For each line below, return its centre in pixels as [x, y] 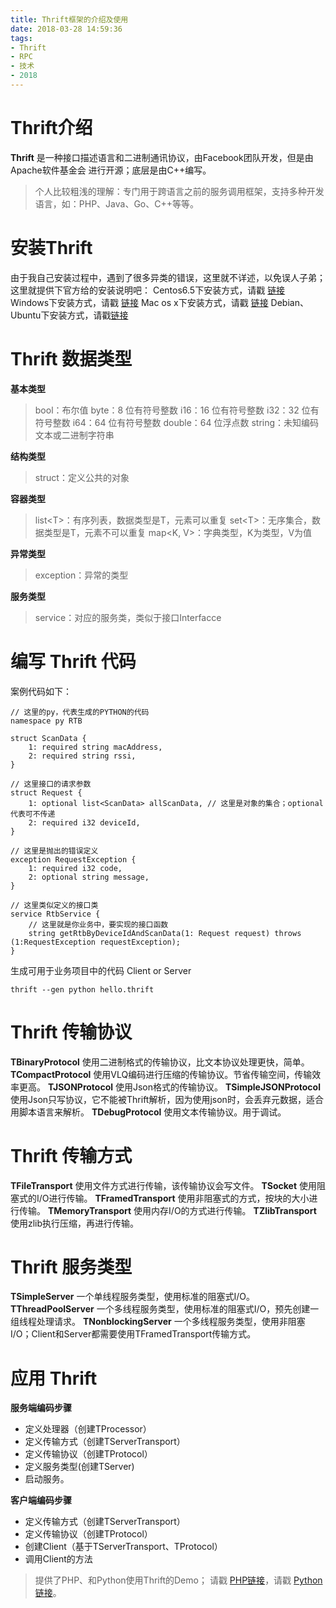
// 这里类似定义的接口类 [54, 905]
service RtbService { [55, 914]
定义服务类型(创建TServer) [79, 1467]
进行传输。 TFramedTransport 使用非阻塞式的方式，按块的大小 [179, 1198]
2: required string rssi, [82, 756]
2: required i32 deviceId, [84, 822]
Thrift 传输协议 [71, 1032]
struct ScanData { [48, 738]
